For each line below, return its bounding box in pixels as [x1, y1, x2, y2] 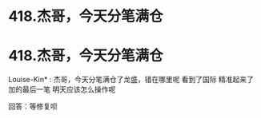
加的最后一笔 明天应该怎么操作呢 [8, 85, 116, 94]
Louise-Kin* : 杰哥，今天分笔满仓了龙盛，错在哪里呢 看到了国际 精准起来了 [8, 75, 255, 85]
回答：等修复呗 [8, 101, 58, 112]
